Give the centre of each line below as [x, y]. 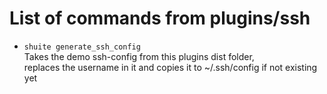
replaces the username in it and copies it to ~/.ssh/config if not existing [170, 67]
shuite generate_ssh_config [82, 47]
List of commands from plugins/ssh [160, 18]
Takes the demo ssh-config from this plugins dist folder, [139, 56]
